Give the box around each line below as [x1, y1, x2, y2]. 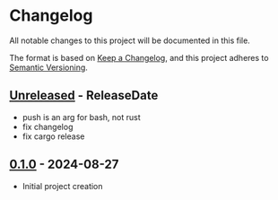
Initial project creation [22, 180, 103, 191]
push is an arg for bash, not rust [22, 111, 141, 122]
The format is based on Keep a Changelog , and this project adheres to [9, 52, 269, 63]
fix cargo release [22, 131, 85, 142]
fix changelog [22, 121, 74, 132]
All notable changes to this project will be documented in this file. [9, 35, 251, 46]
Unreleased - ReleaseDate [9, 88, 159, 103]
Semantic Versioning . [9, 62, 88, 73]
